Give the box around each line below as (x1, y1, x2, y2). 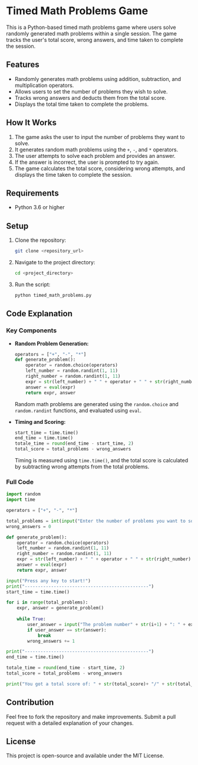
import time (6, 497, 35, 503)
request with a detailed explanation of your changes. (6, 719, 134, 727)
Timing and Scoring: (14, 418, 66, 425)
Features (6, 60, 39, 70)
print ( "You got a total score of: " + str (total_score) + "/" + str (6, 681, 176, 687)
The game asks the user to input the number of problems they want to (14, 133, 185, 140)
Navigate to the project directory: (14, 259, 95, 266)
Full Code (6, 478, 34, 486)
